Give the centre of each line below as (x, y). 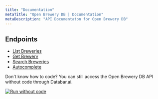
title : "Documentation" (30, 10)
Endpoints (21, 39)
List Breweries (27, 51)
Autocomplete (27, 67)
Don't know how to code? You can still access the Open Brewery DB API (79, 77)
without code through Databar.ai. (39, 82)
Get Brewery (25, 56)
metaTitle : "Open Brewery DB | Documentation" (54, 14)
